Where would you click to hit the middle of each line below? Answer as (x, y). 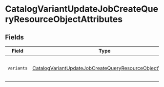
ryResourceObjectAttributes (64, 19)
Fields (15, 37)
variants (18, 68)
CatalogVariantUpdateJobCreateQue (82, 9)
